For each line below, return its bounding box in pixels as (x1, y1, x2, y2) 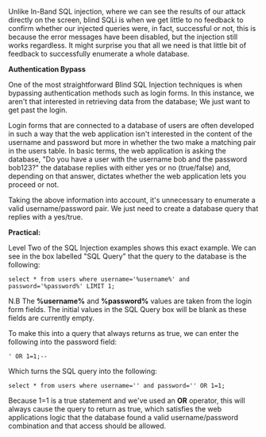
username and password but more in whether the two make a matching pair (8, 138, 256, 146)
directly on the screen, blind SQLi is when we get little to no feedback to (8, 15, 244, 25)
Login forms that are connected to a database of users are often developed (8, 121, 254, 130)
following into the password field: (8, 338, 118, 346)
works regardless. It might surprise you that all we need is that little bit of (8, 41, 247, 50)
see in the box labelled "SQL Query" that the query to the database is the (8, 252, 247, 261)
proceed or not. (8, 180, 60, 189)
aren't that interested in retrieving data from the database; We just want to (8, 97, 250, 106)
